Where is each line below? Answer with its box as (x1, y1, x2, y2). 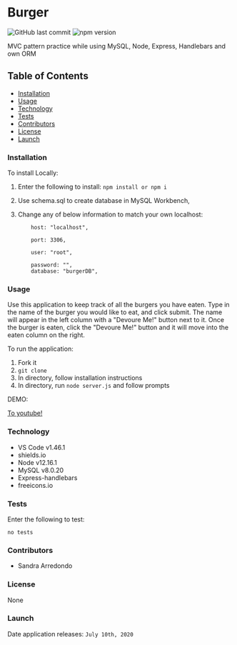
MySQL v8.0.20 (17, 466, 64, 474)
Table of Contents (7, 70, 89, 82)
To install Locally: (7, 169, 59, 177)
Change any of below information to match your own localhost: (17, 210, 203, 219)
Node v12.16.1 (17, 458, 57, 466)
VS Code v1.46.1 (17, 443, 66, 451)
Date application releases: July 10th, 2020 (7, 629, 133, 638)
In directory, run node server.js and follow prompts (17, 381, 170, 390)
